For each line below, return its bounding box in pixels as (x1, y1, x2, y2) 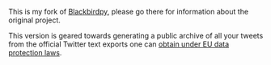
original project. (8, 15, 61, 25)
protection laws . (8, 48, 62, 57)
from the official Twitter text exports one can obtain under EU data (8, 39, 230, 49)
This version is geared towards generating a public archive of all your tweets (8, 31, 264, 40)
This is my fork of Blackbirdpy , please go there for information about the (8, 7, 249, 16)
